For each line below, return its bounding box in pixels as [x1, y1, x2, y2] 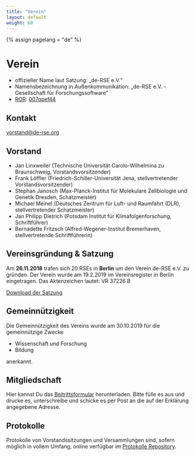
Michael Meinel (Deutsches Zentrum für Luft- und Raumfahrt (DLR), [14, 200, 181, 207]
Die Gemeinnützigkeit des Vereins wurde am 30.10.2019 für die [6, 322, 160, 329]
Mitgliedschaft [6, 375, 61, 385]
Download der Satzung [6, 289, 63, 296]
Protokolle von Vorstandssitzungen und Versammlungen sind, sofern [6, 436, 175, 444]
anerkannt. [6, 358, 33, 365]
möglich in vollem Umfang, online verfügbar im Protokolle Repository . [6, 443, 177, 450]
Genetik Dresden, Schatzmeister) [14, 193, 97, 200]
